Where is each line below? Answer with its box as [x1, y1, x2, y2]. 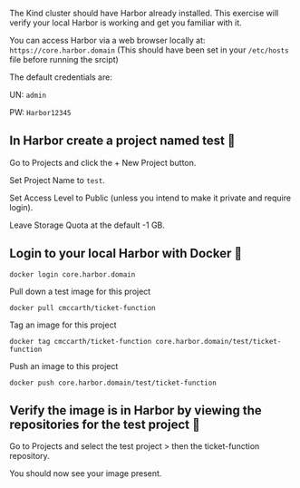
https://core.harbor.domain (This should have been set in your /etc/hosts [9, 44, 289, 55]
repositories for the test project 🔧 [9, 417, 201, 433]
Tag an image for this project [9, 319, 117, 330]
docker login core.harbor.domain [9, 269, 136, 279]
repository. [9, 451, 50, 462]
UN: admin [9, 90, 47, 100]
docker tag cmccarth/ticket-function [9, 337, 152, 346]
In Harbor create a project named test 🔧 [9, 133, 236, 149]
